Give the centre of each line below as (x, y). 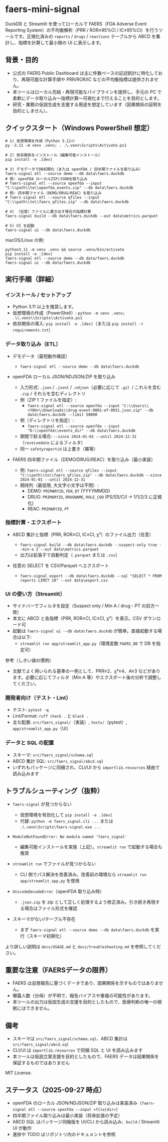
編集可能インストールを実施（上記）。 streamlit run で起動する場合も (91, 847)
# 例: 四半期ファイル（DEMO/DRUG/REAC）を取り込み (53, 193)
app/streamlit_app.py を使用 (50, 880)
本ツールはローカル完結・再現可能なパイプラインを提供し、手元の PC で (87, 92)
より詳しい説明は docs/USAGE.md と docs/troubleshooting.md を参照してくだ (83, 946)
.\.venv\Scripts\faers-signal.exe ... (60, 827)
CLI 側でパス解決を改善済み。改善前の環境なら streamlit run (83, 874)
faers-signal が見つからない (42, 804)
